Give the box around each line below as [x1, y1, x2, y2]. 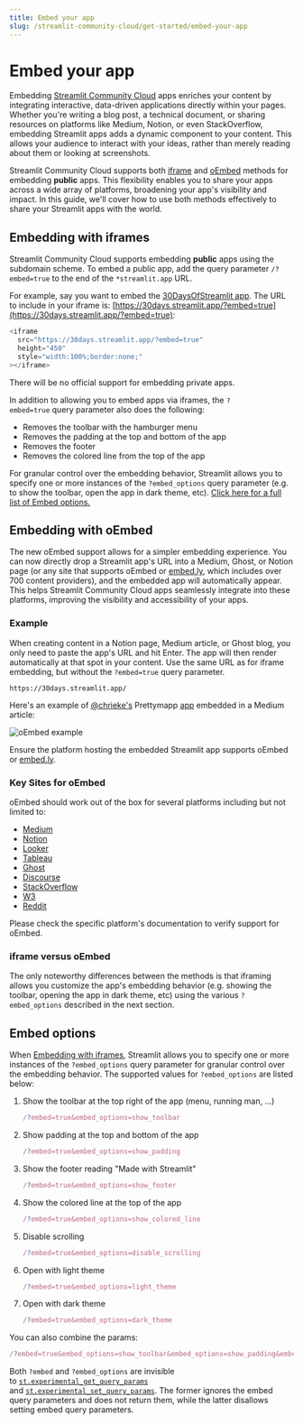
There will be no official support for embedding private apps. [9, 376, 235, 388]
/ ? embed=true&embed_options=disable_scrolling [22, 1248, 201, 1257]
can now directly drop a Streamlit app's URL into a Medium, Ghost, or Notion [9, 556, 294, 567]
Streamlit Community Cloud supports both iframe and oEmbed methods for [9, 165, 289, 176]
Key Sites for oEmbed [9, 776, 106, 789]
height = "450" [17, 344, 67, 353]
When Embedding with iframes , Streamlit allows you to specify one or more [9, 1050, 289, 1060]
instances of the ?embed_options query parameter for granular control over [9, 1059, 286, 1070]
